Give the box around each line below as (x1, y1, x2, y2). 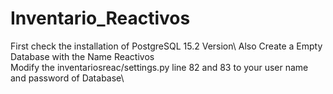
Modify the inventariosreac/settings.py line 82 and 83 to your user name (10, 61, 309, 73)
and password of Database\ (10, 72, 125, 84)
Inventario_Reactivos (10, 7, 191, 30)
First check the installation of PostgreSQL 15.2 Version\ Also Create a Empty (10, 40, 323, 52)
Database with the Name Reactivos (10, 50, 155, 62)
